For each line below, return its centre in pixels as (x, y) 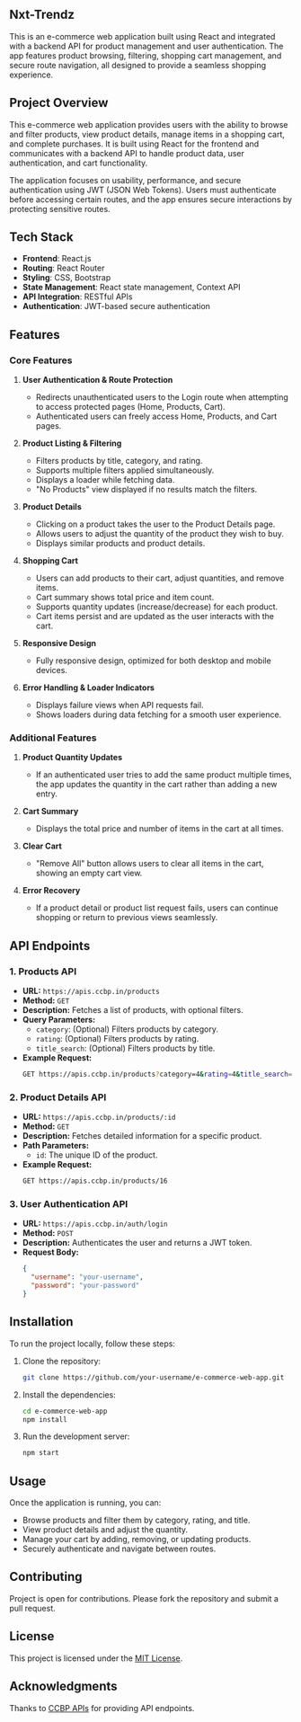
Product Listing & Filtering (72, 443)
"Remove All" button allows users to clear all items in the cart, (150, 864)
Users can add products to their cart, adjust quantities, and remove (160, 578)
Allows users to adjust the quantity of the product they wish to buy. (160, 534)
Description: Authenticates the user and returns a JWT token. (137, 1243)
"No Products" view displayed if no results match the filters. (146, 490)
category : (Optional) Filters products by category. (127, 1029)
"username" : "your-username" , (87, 1277)
